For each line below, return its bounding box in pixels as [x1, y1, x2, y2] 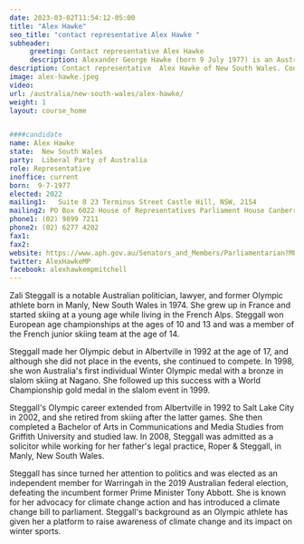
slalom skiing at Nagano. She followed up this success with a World [9, 375, 261, 386]
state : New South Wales [9, 147, 103, 157]
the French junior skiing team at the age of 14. [9, 328, 180, 340]
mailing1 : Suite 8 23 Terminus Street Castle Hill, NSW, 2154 [9, 198, 257, 207]
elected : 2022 [9, 189, 63, 199]
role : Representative [9, 164, 91, 173]
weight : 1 [9, 97, 47, 107]
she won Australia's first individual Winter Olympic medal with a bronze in [9, 365, 284, 376]
